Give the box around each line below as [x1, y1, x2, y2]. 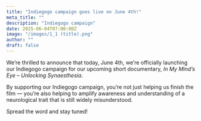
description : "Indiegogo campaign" [6, 20, 96, 26]
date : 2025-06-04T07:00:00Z [6, 25, 77, 32]
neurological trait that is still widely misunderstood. [6, 96, 133, 103]
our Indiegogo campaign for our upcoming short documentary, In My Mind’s [6, 65, 196, 72]
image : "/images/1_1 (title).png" [6, 31, 94, 37]
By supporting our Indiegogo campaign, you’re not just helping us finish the [6, 83, 194, 90]
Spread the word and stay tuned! [6, 108, 88, 115]
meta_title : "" [6, 14, 45, 20]
